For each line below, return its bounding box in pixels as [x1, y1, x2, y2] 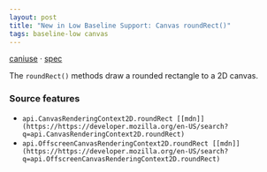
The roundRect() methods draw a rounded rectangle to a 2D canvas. [9, 71, 259, 81]
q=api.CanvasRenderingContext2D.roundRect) [21, 130, 186, 138]
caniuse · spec [9, 54, 63, 64]
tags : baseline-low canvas [9, 29, 109, 38]
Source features [9, 93, 80, 105]
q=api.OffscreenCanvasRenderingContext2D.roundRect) [21, 154, 221, 163]
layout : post [9, 12, 57, 22]
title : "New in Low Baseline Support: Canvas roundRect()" [9, 21, 232, 30]
